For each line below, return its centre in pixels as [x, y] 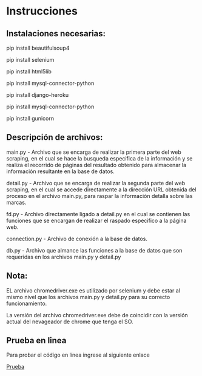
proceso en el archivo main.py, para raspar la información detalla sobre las [99, 196]
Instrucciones [42, 11]
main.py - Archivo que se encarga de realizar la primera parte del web [94, 152]
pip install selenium [30, 60]
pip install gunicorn [30, 118]
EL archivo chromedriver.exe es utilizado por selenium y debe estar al [93, 290]
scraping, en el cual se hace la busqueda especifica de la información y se [99, 158]
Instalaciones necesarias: [56, 34]
